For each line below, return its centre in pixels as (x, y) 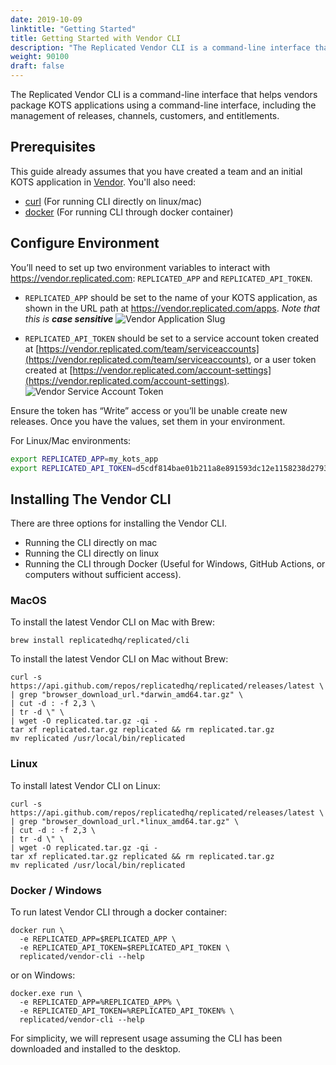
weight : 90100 (40, 57)
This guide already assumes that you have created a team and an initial (156, 171)
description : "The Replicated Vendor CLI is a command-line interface (160, 47)
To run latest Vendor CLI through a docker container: (119, 912)
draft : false (37, 66)
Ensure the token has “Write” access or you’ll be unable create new (149, 410)
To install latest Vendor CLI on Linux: (85, 785)
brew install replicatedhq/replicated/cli (100, 641)
